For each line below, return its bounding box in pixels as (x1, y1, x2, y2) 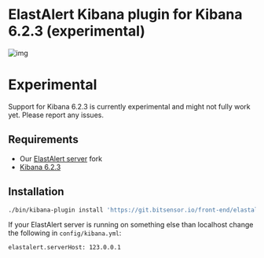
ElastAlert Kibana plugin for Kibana (8, 6, 243, 24)
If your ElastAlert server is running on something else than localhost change (8, 220, 254, 230)
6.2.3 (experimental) (8, 22, 145, 40)
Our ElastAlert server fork (19, 153, 103, 163)
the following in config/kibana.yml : (8, 228, 122, 238)
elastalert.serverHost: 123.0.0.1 (8, 244, 122, 252)
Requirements (8, 133, 79, 146)
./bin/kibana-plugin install (8, 206, 104, 214)
